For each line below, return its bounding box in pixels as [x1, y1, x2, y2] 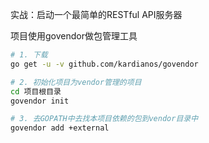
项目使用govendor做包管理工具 [10, 30, 138, 42]
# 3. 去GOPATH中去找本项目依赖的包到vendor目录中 [10, 114, 199, 124]
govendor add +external [10, 123, 110, 133]
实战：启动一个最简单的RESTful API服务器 [10, 9, 183, 20]
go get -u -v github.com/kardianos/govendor [10, 59, 199, 69]
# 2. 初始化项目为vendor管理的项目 [10, 77, 142, 87]
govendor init [10, 96, 70, 106]
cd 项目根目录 [10, 86, 62, 97]
